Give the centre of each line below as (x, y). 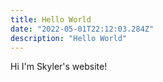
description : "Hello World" (69, 38)
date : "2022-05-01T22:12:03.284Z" (82, 29)
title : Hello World (51, 19)
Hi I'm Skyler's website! (59, 67)
